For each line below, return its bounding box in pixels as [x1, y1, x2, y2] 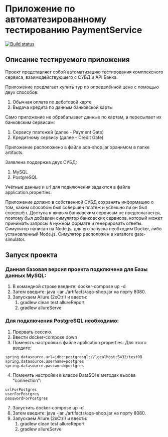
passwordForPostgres [5, 396, 49, 401]
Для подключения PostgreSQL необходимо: [5, 317, 119, 324]
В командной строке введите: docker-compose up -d [12, 283, 126, 289]
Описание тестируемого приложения [5, 56, 130, 64]
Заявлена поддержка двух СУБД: [5, 159, 77, 165]
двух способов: [5, 89, 39, 95]
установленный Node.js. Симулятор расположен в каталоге [5, 231, 134, 237]
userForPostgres [5, 391, 39, 396]
